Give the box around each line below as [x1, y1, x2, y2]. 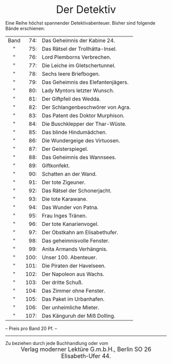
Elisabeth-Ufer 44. [61, 352, 111, 359]
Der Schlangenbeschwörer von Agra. [41, 104, 131, 110]
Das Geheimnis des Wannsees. [41, 154, 116, 161]
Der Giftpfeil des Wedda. [41, 95, 101, 102]
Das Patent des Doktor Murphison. [41, 112, 124, 119]
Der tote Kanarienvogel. [41, 221, 99, 227]
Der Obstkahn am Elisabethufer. [41, 229, 119, 236]
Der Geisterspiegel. [41, 145, 89, 152]
